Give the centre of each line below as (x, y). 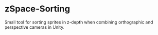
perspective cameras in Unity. (35, 27)
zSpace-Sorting (37, 9)
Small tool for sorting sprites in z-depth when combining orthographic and (79, 22)
